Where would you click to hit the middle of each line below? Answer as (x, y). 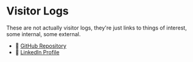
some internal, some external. (44, 34)
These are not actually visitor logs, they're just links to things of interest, (96, 28)
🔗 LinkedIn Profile (37, 52)
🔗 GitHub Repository (41, 46)
